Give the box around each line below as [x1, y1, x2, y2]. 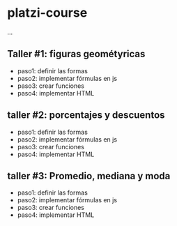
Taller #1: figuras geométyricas [7, 48, 146, 60]
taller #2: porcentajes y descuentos [7, 110, 165, 121]
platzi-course [7, 5, 88, 21]
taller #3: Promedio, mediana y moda [7, 169, 171, 182]
